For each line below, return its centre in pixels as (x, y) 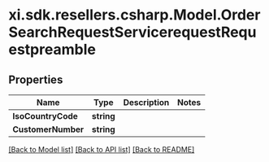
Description (146, 102)
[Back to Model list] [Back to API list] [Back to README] (102, 149)
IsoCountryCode (46, 116)
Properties (36, 79)
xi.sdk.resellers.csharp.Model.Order (134, 15)
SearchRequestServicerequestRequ (132, 32)
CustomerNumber (48, 129)
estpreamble (52, 50)
